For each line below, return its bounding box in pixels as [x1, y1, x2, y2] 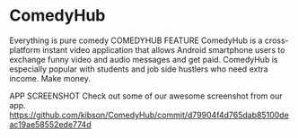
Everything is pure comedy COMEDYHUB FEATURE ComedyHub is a [9, 35, 263, 46]
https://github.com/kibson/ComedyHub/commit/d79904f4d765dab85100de [9, 109, 289, 120]
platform [9, 44, 40, 55]
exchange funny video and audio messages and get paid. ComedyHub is [9, 54, 278, 65]
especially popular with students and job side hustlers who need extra [9, 64, 268, 74]
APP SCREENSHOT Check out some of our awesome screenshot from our [9, 91, 283, 101]
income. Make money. [9, 73, 92, 83]
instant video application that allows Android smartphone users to [41, 44, 285, 55]
